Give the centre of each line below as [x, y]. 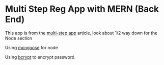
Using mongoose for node [31, 47]
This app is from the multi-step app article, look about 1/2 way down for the [81, 33]
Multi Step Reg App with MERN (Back [82, 9]
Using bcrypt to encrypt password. [41, 57]
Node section [19, 38]
